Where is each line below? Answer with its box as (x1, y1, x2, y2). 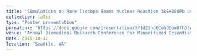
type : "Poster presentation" (6, 19, 77, 25)
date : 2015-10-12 (6, 36, 49, 41)
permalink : (6, 24, 33, 31)
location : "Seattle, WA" (6, 41, 67, 47)
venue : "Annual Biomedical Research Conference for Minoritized (6, 30, 167, 36)
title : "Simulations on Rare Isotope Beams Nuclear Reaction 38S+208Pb (6, 8, 185, 15)
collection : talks (6, 14, 51, 20)
